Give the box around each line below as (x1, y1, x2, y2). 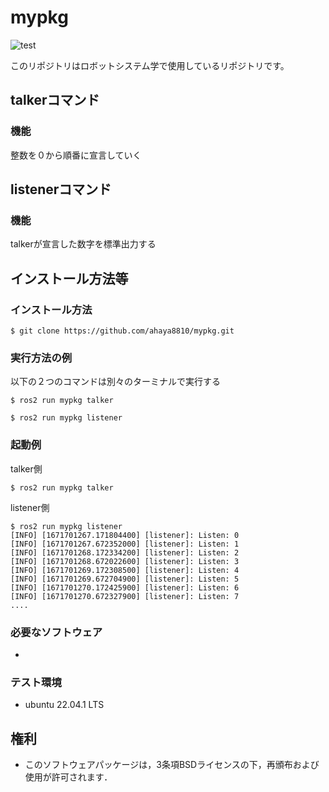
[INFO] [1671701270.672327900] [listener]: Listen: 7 (10, 591, 240, 601)
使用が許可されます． (24, 771, 113, 783)
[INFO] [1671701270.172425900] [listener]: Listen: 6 (10, 582, 240, 593)
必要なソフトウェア (10, 625, 103, 639)
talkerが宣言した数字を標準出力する (10, 238, 157, 250)
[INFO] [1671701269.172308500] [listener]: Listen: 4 (10, 565, 240, 575)
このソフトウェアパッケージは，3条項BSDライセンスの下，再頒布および (24, 759, 320, 770)
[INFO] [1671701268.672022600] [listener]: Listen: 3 (10, 556, 240, 566)
